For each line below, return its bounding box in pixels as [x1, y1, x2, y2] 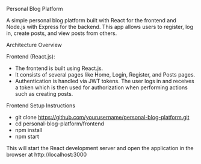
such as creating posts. [14, 90, 73, 97]
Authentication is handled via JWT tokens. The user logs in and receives [14, 78, 194, 84]
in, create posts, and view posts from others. [6, 30, 117, 37]
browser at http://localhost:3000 [6, 151, 87, 158]
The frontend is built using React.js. [14, 65, 104, 72]
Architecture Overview [6, 42, 62, 48]
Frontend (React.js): [6, 53, 55, 60]
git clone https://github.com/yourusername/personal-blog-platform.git [14, 114, 190, 121]
